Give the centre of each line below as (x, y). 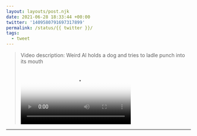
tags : (13, 33)
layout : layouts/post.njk (38, 11)
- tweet (21, 39)
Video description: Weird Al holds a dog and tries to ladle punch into (103, 55)
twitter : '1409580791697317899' (45, 22)
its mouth (32, 61)
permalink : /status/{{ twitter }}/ (50, 28)
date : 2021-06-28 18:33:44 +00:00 (48, 17)
